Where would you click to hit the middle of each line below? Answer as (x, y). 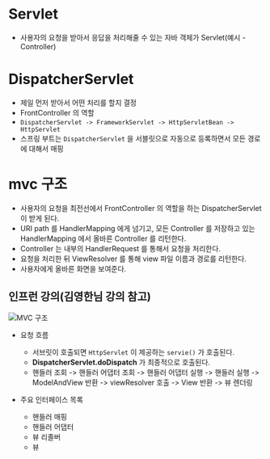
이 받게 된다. (40, 218)
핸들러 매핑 (49, 416)
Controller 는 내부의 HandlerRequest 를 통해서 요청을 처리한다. (120, 248)
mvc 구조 (38, 185)
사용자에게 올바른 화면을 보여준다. (73, 268)
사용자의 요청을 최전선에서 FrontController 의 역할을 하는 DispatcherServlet (141, 208)
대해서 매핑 (46, 148)
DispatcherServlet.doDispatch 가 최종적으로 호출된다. (121, 362)
